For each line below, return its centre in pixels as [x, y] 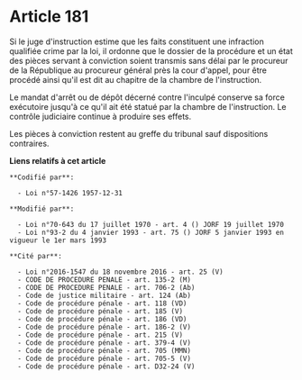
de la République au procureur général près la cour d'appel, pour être [138, 70]
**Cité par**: [36, 256]
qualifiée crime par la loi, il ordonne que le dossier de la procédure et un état [151, 50]
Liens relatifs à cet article [58, 160]
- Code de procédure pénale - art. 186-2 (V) [105, 327]
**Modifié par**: [42, 209]
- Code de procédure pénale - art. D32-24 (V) [106, 366]
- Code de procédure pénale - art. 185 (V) [100, 311]
